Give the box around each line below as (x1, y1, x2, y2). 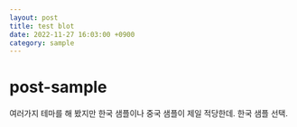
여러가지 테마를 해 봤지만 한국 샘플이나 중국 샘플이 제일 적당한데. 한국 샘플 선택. (9, 108, 289, 119)
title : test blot (9, 22, 75, 31)
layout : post (9, 13, 59, 23)
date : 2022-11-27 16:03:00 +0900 (9, 30, 135, 39)
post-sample (9, 77, 107, 97)
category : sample (9, 38, 75, 48)
